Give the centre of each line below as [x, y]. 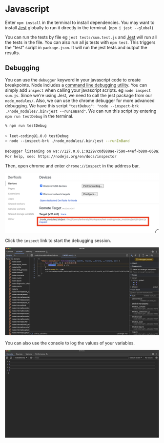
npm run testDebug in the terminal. [39, 116]
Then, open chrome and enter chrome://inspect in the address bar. [72, 166]
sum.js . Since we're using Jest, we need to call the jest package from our [79, 95]
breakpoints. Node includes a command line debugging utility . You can [76, 85]
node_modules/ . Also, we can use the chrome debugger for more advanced [80, 101]
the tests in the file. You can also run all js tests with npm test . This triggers [80, 42]
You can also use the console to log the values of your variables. [70, 343]
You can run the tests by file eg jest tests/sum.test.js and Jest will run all [81, 37]
